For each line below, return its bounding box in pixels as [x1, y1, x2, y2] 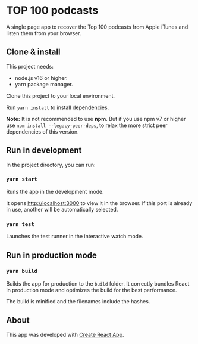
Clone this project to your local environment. [6, 92, 115, 99]
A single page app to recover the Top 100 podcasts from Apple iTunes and [6, 23, 188, 30]
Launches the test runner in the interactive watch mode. [6, 233, 144, 240]
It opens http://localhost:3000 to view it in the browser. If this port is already [6, 199, 193, 206]
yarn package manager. [14, 80, 73, 88]
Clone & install [6, 47, 61, 57]
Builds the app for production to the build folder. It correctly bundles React [6, 280, 190, 287]
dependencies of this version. [6, 128, 79, 135]
